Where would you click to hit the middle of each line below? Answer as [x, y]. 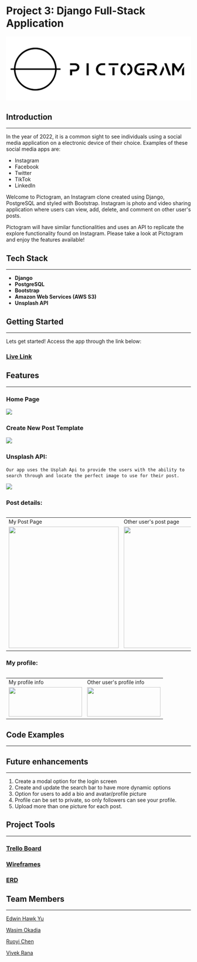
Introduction [29, 117]
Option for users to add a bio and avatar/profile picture [80, 794]
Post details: [24, 503]
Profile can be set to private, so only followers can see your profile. [96, 800]
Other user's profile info [116, 682]
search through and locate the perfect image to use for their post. [93, 475]
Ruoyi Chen [20, 941]
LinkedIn [25, 186]
